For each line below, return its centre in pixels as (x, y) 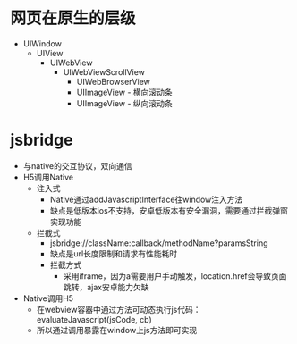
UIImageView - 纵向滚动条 (124, 103)
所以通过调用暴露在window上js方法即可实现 (117, 330)
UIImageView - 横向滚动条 (124, 92)
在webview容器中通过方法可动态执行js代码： (119, 309)
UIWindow (42, 43)
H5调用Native (48, 177)
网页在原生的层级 (73, 18)
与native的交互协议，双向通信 (77, 165)
